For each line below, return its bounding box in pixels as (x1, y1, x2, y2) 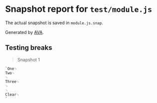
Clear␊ (5, 92, 20, 97)
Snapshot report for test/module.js (5, 3, 153, 15)
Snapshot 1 (17, 57, 40, 63)
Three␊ (5, 79, 20, 84)
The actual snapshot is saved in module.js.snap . (5, 20, 103, 26)
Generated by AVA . (5, 29, 44, 35)
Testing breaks (5, 43, 52, 52)
